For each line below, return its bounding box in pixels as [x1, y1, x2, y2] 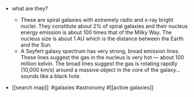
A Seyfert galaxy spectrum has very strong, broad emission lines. [20, 48, 180, 55]
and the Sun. [20, 41, 52, 48]
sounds [20, 73, 39, 79]
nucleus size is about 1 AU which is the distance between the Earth [20, 35, 184, 42]
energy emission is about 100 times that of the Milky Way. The [20, 29, 172, 36]
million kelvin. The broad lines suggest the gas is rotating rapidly [20, 60, 178, 67]
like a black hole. [40, 73, 81, 79]
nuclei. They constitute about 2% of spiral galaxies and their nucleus [20, 23, 188, 29]
